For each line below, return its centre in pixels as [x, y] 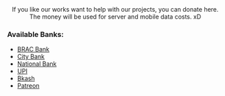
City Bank [31, 57]
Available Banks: [35, 34]
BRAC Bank [33, 49]
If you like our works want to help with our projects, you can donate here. [115, 9]
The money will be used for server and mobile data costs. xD [115, 16]
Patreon [28, 86]
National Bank [37, 64]
